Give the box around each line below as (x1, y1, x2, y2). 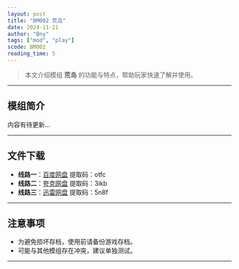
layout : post (7, 10, 46, 18)
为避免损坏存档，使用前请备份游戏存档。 (17, 238, 137, 246)
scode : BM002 (7, 43, 46, 51)
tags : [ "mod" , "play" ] (7, 37, 75, 44)
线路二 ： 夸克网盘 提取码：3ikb (17, 179, 108, 187)
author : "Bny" (7, 30, 50, 38)
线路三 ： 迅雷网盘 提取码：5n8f (17, 188, 109, 196)
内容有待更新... (7, 120, 51, 129)
